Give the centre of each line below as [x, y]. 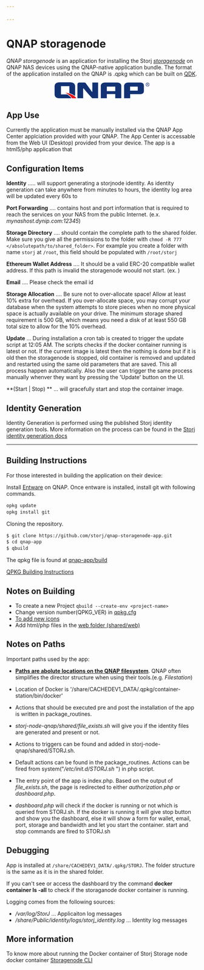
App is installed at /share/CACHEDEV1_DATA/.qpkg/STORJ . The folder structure [101, 865]
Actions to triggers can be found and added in [73, 744]
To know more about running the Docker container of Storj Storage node [97, 954]
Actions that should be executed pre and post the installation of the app [104, 707]
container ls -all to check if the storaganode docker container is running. [98, 890]
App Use [23, 115]
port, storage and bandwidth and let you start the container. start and [102, 825]
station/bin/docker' [39, 696]
